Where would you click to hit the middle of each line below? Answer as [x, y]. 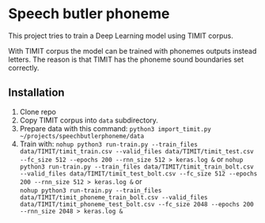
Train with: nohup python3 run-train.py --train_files [108, 144]
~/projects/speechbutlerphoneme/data [82, 136]
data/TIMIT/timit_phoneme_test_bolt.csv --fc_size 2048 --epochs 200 [137, 204]
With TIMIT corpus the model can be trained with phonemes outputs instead [132, 51]
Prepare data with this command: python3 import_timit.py [115, 128]
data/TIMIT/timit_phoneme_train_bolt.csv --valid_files [114, 197]
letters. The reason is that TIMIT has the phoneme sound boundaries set [126, 59]
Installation [36, 93]
